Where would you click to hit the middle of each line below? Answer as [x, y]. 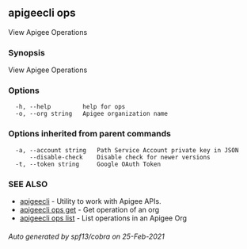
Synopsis [27, 52]
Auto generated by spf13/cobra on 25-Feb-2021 [86, 236]
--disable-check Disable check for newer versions [120, 157]
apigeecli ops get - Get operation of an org [89, 210]
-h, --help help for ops [70, 107]
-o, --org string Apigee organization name [92, 114]
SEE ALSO [28, 184]
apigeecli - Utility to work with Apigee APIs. [90, 201]
